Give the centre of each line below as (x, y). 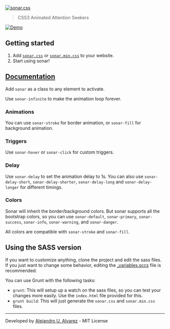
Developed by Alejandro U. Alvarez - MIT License (56, 320)
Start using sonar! (31, 61)
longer (12, 187)
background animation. (29, 128)
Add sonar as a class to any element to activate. (55, 89)
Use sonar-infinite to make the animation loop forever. (63, 99)
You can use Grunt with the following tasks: (51, 280)
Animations (20, 112)
